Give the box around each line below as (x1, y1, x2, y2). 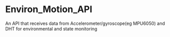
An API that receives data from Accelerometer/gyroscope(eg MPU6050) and (5, 20, 165, 26)
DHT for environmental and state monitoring (5, 25, 97, 31)
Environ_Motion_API (5, 4, 92, 15)
